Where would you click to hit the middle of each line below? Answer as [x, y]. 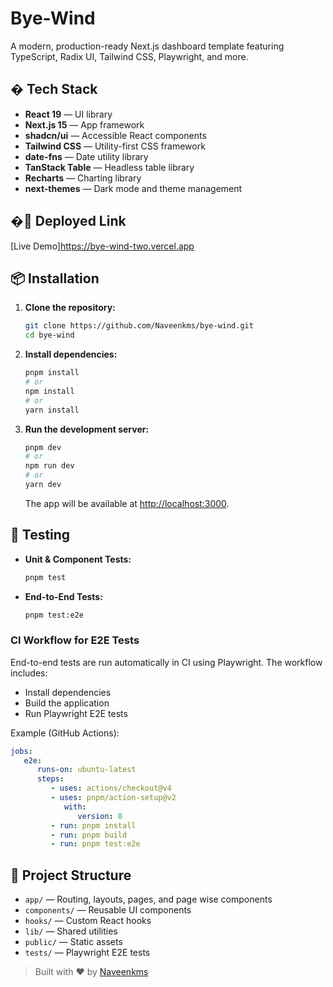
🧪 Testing [40, 535]
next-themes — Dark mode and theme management [133, 188]
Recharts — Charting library [83, 178]
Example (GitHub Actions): [65, 733]
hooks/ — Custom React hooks [88, 921]
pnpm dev [43, 447]
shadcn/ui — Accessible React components [115, 135]
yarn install [52, 410]
